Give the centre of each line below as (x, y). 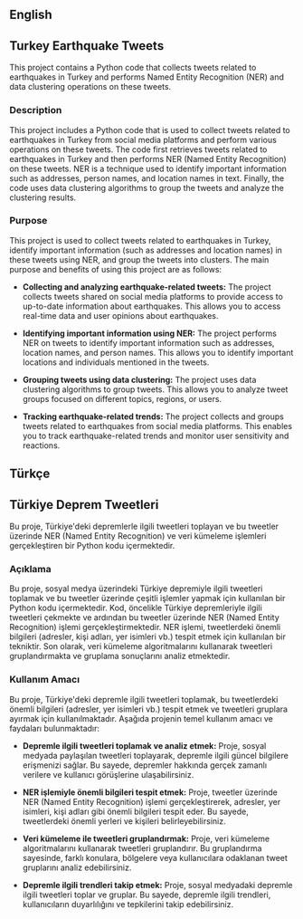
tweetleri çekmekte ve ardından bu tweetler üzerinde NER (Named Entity (145, 617)
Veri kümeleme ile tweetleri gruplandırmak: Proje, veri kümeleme (146, 838)
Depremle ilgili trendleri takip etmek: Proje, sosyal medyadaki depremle (157, 885)
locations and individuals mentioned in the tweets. (116, 362)
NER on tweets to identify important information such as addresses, (148, 342)
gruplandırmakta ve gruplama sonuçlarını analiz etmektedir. (120, 656)
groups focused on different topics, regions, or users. (122, 398)
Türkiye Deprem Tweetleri (84, 505)
